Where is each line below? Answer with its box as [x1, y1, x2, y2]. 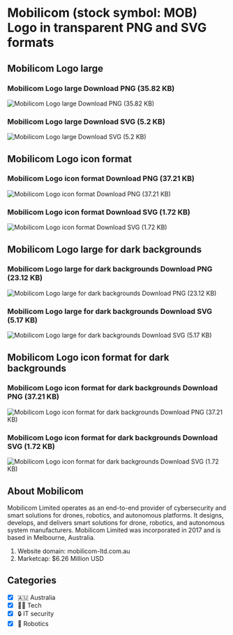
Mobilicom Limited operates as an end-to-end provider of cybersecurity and [7, 504, 227, 512]
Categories [7, 575, 57, 587]
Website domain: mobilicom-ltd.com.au [17, 547, 130, 555]
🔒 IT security [17, 609, 54, 618]
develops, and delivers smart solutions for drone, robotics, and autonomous [7, 518, 225, 527]
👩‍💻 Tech [17, 601, 42, 609]
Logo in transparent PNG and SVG [7, 20, 207, 36]
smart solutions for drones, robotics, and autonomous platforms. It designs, [7, 511, 225, 519]
